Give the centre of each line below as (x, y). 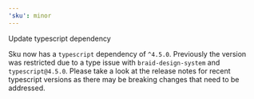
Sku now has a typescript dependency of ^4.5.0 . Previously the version (127, 53)
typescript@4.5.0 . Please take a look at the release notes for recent (119, 71)
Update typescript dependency (60, 38)
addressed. (27, 88)
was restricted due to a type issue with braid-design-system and (114, 62)
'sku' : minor (30, 16)
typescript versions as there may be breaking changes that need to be (124, 79)
